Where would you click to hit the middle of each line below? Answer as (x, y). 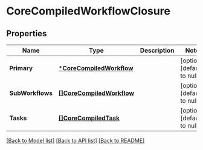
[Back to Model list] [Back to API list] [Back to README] (76, 141)
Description (157, 51)
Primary (21, 68)
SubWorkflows (31, 93)
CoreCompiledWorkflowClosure (89, 11)
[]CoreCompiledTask (89, 118)
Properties (27, 34)
